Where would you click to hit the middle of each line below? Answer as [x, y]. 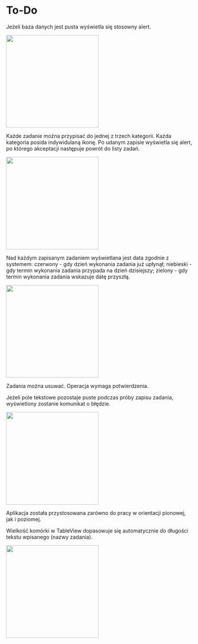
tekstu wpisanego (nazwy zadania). [49, 537]
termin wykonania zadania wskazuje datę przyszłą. [68, 277]
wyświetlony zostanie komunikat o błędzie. [58, 403]
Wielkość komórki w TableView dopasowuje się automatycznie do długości [97, 530]
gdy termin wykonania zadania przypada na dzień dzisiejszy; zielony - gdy [97, 270]
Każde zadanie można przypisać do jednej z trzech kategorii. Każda [89, 136]
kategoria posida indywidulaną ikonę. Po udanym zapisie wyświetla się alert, [99, 142]
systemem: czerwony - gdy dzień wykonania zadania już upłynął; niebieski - [99, 264]
